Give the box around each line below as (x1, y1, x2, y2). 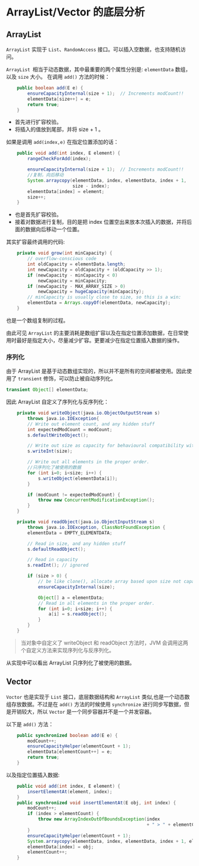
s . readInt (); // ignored (27, 562, 89, 569)
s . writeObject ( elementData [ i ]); (37, 475, 118, 482)
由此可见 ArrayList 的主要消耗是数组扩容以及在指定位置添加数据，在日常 (6, 329, 184, 336)
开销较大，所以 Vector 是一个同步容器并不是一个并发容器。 (11, 708, 155, 715)
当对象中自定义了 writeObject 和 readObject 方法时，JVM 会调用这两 (20, 639, 188, 646)
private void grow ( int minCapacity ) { (17, 250, 113, 256)
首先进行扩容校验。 (14, 118, 62, 126)
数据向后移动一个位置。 (25, 226, 83, 233)
